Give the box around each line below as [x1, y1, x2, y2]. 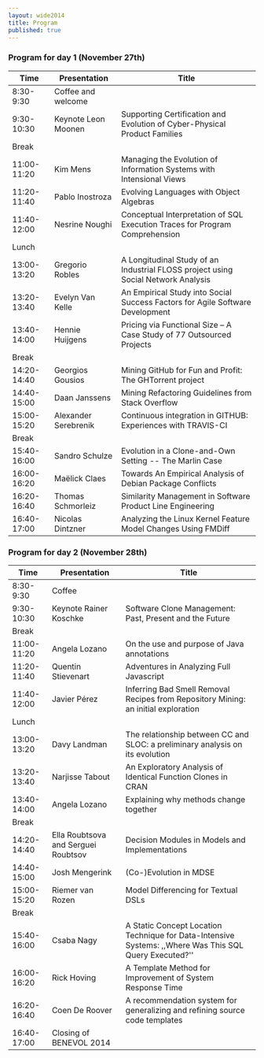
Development [120, 306, 170, 317]
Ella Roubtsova [51, 829, 107, 840]
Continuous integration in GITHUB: [120, 410, 249, 421]
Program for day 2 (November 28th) [8, 547, 148, 558]
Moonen [53, 123, 85, 134]
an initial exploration [125, 703, 200, 714]
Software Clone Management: [125, 603, 236, 614]
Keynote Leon [53, 113, 105, 124]
